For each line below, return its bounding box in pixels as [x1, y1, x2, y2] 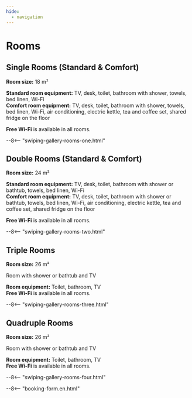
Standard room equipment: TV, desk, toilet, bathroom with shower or [6, 181, 174, 188]
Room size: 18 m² [6, 78, 49, 85]
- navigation [11, 14, 43, 20]
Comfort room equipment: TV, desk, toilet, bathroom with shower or [6, 193, 172, 200]
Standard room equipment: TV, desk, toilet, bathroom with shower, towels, [6, 89, 187, 97]
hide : [6, 8, 19, 15]
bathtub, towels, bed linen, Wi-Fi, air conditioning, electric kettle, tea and [6, 200, 181, 207]
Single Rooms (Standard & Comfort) [6, 63, 139, 73]
